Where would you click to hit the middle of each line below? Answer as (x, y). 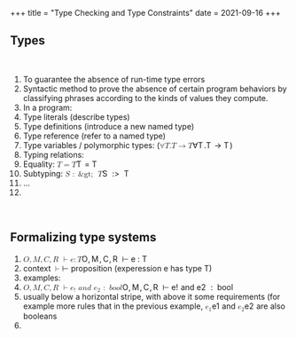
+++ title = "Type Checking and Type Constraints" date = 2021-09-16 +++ (146, 13)
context (37, 268)
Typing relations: (54, 154)
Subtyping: (43, 173)
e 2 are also (265, 306)
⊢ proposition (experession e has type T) (137, 268)
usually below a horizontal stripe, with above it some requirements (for (152, 297)
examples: (42, 278)
